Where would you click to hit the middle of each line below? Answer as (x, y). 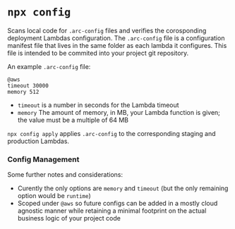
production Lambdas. (38, 141)
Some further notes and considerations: (65, 175)
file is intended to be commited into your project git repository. (98, 53)
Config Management (43, 159)
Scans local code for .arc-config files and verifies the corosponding (107, 30)
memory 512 (23, 92)
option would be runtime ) (54, 196)
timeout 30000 (28, 86)
